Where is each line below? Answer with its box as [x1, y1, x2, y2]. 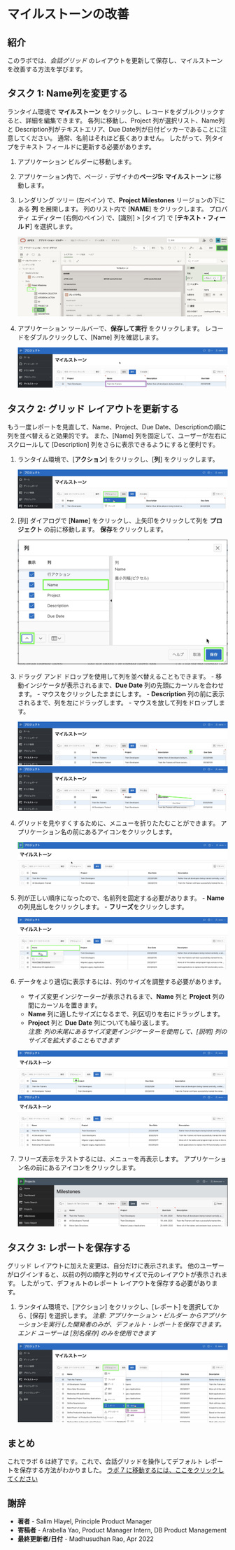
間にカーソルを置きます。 [27, 1001, 101, 1009]
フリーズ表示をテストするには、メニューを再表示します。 [17, 1154, 183, 1163]
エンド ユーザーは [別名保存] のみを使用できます [17, 1329, 156, 1338]
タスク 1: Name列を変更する [7, 88, 128, 99]
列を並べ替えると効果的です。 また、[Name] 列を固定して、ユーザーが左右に [7, 431, 227, 440]
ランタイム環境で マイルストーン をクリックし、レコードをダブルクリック [7, 107, 219, 116]
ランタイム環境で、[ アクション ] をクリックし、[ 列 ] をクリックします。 [17, 455, 219, 464]
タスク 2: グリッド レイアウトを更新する [7, 403, 180, 415]
